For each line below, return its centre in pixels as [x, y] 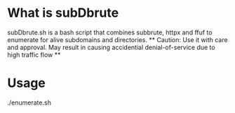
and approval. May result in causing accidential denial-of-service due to [111, 47]
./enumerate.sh [29, 102]
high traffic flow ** [34, 55]
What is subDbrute [63, 13]
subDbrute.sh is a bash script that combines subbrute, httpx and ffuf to [110, 32]
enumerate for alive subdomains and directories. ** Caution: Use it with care [117, 39]
